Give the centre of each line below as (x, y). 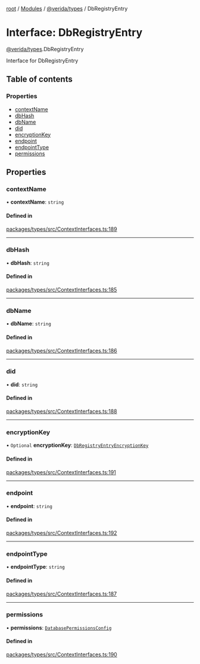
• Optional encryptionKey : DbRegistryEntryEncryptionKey (77, 445)
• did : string (22, 384)
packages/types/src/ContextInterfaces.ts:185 (62, 290)
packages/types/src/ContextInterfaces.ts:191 (61, 472)
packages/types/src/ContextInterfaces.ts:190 (62, 654)
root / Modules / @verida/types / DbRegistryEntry (67, 9)
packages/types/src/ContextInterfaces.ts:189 (62, 229)
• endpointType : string (36, 567)
